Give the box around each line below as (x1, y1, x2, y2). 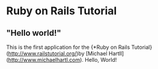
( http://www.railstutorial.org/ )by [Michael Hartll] (6, 50, 124, 57)
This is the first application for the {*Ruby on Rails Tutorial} (6, 43, 153, 51)
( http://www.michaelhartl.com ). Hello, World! (6, 57, 117, 63)
